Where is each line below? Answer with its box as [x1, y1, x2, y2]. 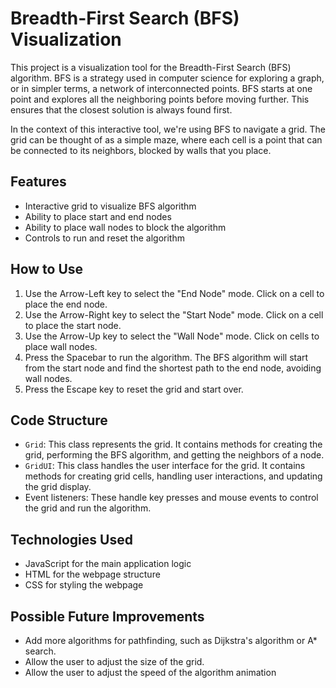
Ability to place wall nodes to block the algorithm [24, 221, 227, 233]
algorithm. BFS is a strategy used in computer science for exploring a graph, [10, 72, 325, 84]
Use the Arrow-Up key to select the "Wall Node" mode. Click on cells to [24, 330, 320, 342]
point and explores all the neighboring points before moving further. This [10, 93, 310, 105]
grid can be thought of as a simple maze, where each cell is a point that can [10, 133, 323, 146]
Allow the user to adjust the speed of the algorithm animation [24, 667, 277, 678]
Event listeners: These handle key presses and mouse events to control [24, 492, 319, 504]
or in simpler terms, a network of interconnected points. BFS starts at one [10, 82, 313, 94]
